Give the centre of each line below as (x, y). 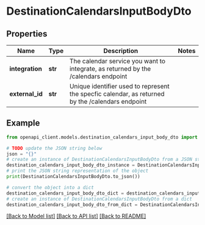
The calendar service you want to (117, 61)
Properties (27, 34)
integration (26, 69)
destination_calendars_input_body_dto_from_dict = (72, 205)
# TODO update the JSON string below (54, 148)
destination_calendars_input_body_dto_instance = (71, 165)
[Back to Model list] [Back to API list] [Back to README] (76, 216)
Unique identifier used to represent (119, 86)
